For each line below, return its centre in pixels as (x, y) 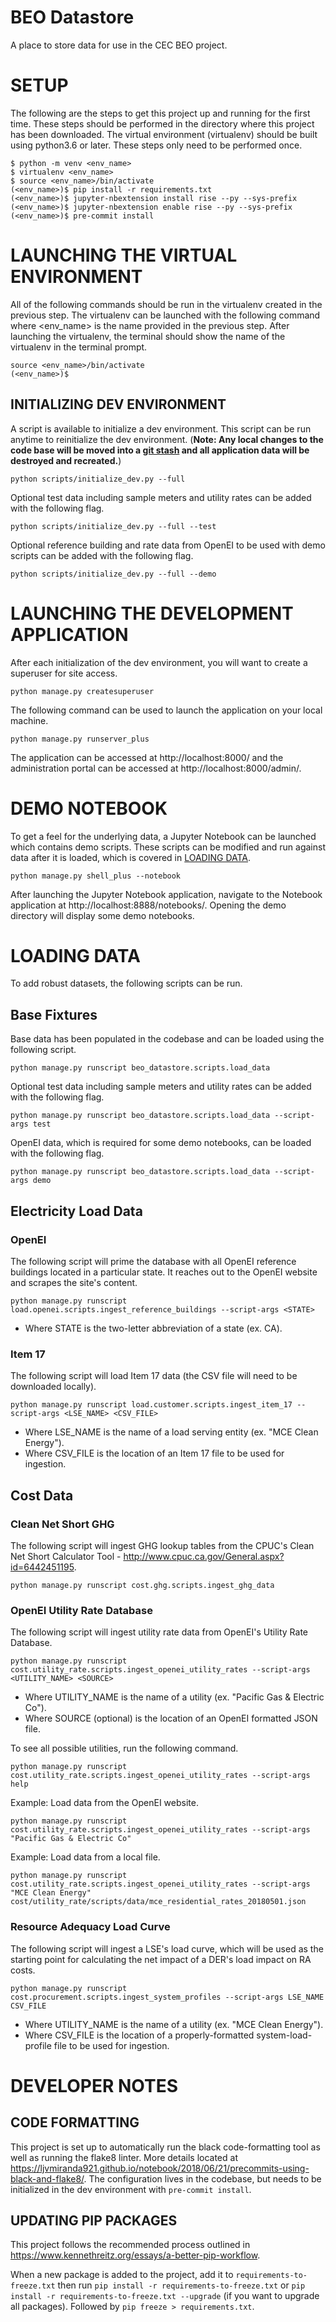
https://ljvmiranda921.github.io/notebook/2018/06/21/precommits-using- (160, 2168)
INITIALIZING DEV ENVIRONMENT (118, 404)
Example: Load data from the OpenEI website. (104, 1803)
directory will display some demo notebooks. (102, 915)
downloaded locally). (53, 1387)
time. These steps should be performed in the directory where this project (162, 123)
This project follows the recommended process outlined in (130, 2245)
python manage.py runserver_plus (80, 739)
